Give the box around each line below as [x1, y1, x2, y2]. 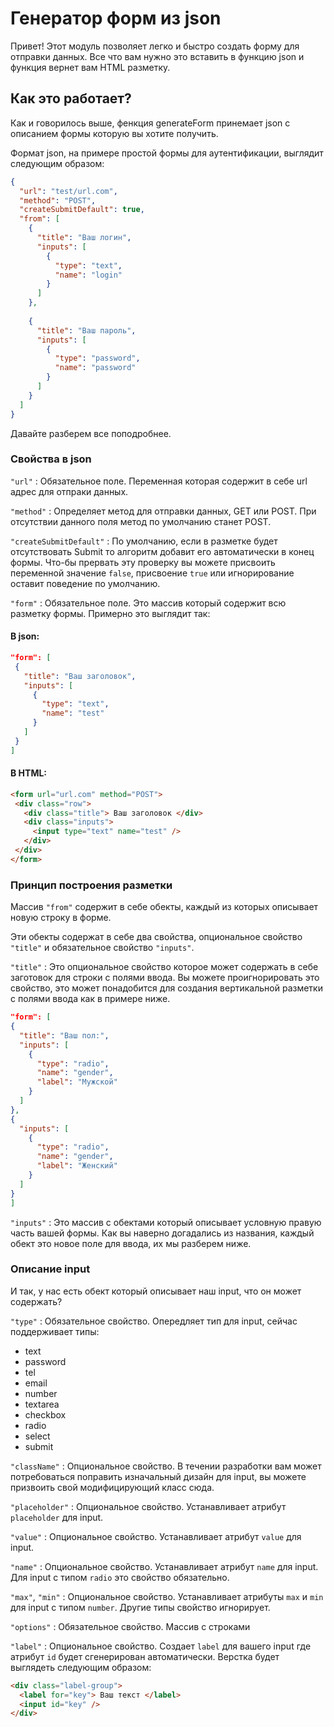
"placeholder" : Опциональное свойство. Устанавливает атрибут [10, 1500, 287, 1512]
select [24, 1430, 51, 1442]
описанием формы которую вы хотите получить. [10, 127, 219, 139]
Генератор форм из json [10, 7, 222, 30]
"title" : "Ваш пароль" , [36, 325, 137, 336]
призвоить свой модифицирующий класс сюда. [10, 1481, 215, 1493]
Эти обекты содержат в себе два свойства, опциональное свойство [10, 931, 303, 943]
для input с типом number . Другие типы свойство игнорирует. [10, 1601, 271, 1613]
